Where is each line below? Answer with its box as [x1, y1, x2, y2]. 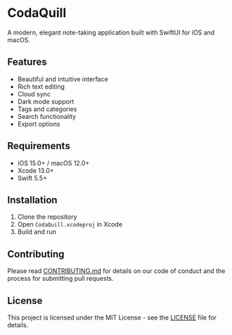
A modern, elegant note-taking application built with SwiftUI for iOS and [7, 28, 215, 37]
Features [7, 56, 47, 68]
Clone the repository [17, 213, 77, 221]
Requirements [7, 140, 70, 152]
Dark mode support [17, 97, 75, 106]
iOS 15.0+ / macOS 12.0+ [17, 158, 90, 167]
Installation [7, 194, 58, 206]
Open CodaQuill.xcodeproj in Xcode [17, 220, 123, 229]
